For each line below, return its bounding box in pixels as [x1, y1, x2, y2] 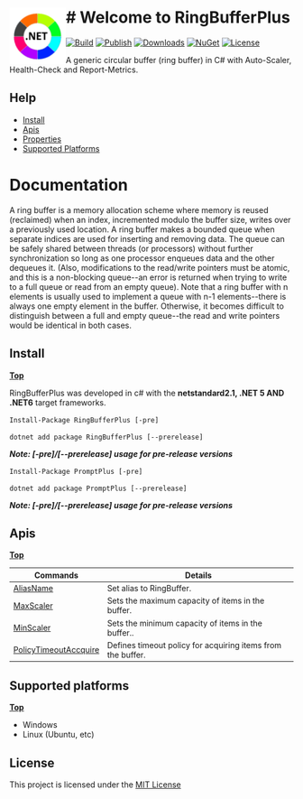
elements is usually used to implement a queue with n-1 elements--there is [9, 291, 287, 302]
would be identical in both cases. [9, 320, 133, 330]
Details [184, 570, 212, 581]
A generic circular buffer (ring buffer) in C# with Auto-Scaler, [66, 54, 292, 65]
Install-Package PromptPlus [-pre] [9, 467, 143, 476]
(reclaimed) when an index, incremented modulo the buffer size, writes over [9, 214, 291, 225]
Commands [34, 570, 79, 581]
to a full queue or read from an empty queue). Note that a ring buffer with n [9, 281, 289, 292]
